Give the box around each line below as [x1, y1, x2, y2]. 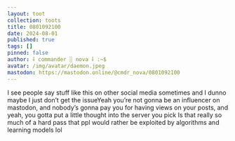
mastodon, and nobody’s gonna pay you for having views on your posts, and [7, 103, 229, 112]
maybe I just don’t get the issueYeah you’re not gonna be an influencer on [7, 95, 220, 104]
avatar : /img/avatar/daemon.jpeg [7, 62, 105, 69]
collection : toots [7, 17, 61, 24]
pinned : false [7, 50, 49, 57]
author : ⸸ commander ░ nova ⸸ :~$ [7, 56, 107, 63]
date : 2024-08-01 [7, 29, 58, 37]
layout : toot [7, 10, 46, 18]
